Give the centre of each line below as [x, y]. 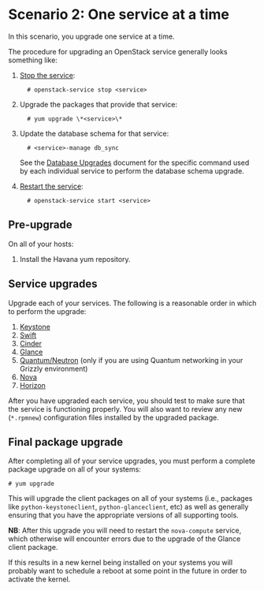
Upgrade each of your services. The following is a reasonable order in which [132, 303]
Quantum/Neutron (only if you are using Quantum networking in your [131, 360]
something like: [33, 60]
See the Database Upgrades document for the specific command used [134, 162]
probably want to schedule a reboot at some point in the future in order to [127, 571]
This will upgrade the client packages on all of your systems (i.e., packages [130, 499]
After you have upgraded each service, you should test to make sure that [127, 401]
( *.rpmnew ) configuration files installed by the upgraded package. [113, 417]
